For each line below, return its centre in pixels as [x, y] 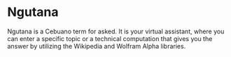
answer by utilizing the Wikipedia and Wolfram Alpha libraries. [97, 46]
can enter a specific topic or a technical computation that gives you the [110, 38]
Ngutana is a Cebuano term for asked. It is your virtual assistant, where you [116, 31]
